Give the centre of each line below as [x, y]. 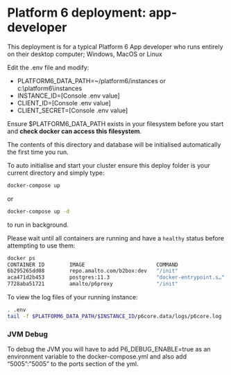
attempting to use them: [41, 245]
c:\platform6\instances [50, 88]
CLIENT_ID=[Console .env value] [64, 103]
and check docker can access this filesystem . [75, 131]
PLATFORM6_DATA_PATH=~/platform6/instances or [92, 80]
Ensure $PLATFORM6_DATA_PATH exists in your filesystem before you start [115, 123]
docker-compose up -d [38, 211]
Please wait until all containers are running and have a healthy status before [115, 238]
